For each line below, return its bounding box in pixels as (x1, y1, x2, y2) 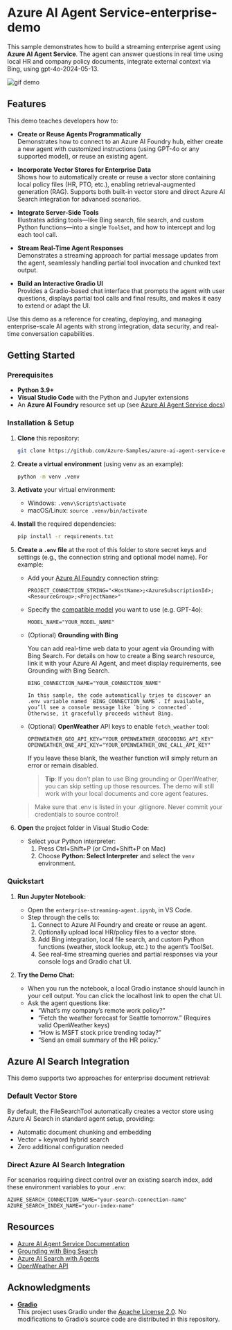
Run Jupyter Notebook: (17, 892, 87, 901)
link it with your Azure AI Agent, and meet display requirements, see (27, 659, 222, 668)
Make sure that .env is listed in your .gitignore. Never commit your (34, 803, 223, 811)
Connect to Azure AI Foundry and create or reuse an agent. (37, 920, 208, 929)
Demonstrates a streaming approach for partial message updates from (17, 251, 219, 259)
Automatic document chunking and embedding (17, 1128, 152, 1136)
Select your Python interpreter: (27, 837, 116, 846)
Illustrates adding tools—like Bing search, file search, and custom (17, 215, 204, 224)
